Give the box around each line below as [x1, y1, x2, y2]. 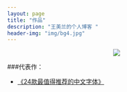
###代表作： [7, 63, 44, 71]
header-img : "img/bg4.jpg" [7, 29, 85, 37]
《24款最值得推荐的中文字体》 [17, 77, 105, 86]
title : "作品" [7, 17, 46, 24]
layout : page [7, 10, 45, 17]
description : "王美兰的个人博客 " [7, 23, 99, 30]
